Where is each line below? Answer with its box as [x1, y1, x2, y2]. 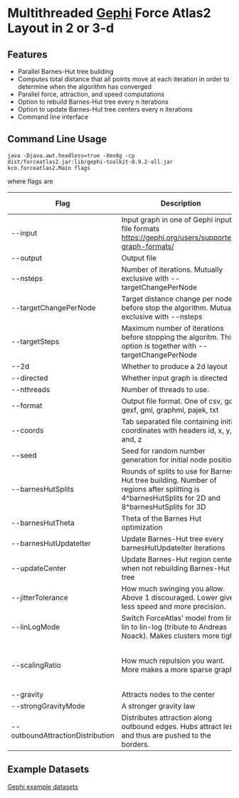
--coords [11, 425, 44, 435]
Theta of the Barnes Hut [121, 514, 202, 523]
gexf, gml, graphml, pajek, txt [121, 405, 219, 415]
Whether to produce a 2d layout [121, 361, 228, 371]
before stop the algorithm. [121, 302, 208, 312]
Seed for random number [121, 446, 206, 456]
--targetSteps [11, 336, 60, 346]
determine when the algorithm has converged [17, 83, 152, 90]
